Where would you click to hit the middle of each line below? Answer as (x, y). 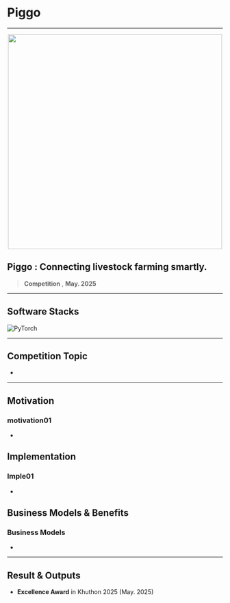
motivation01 (29, 420)
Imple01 (21, 477)
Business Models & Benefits (68, 513)
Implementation (42, 457)
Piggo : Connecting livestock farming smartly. (107, 267)
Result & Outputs (44, 575)
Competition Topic (47, 356)
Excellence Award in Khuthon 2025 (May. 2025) (85, 592)
